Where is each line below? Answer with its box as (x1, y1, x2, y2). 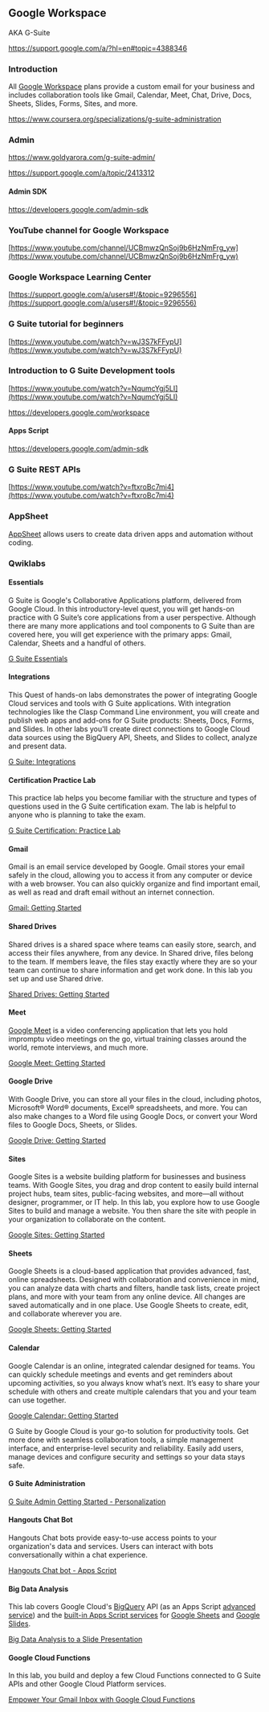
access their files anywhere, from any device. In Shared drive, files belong (8, 948, 254, 957)
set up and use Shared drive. (8, 973, 104, 983)
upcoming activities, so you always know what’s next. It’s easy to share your (8, 1378, 260, 1387)
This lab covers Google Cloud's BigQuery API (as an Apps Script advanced (8, 1602, 256, 1612)
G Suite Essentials (8, 653, 68, 663)
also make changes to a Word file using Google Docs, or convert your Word (8, 1111, 259, 1120)
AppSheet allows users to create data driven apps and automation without (8, 529, 254, 539)
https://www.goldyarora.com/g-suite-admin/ (8, 153, 156, 162)
